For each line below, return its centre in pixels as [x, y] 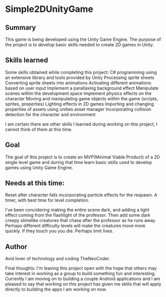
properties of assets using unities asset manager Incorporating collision [78, 109]
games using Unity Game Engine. [39, 167]
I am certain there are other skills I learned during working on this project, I [81, 124]
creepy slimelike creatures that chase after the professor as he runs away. [81, 221]
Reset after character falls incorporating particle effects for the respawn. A [81, 195]
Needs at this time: [35, 183]
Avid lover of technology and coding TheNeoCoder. [58, 259]
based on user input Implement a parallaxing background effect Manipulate [82, 88]
